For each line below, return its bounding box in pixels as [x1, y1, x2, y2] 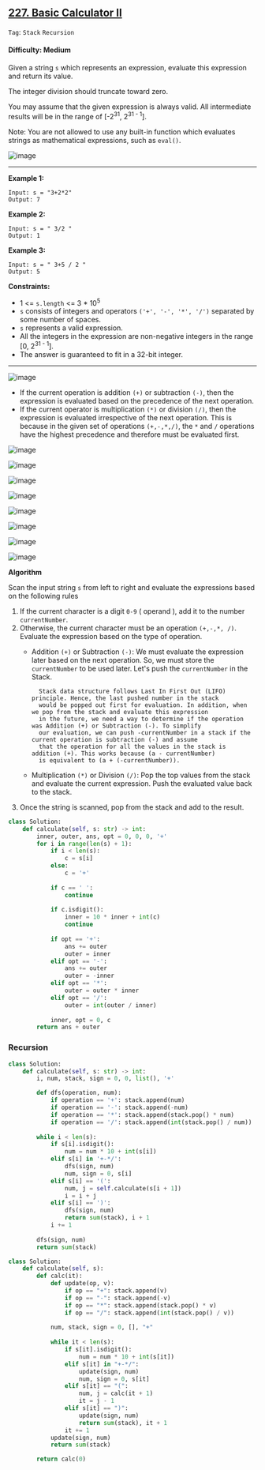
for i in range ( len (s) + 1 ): [36, 840, 132, 848]
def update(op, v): [50, 1280, 114, 1288]
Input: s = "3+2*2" [8, 189, 73, 197]
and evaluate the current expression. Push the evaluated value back [31, 778, 252, 788]
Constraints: [8, 281, 50, 291]
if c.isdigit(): [50, 906, 104, 914]
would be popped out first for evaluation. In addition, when [38, 701, 248, 709]
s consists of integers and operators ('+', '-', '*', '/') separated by [19, 306, 255, 316]
